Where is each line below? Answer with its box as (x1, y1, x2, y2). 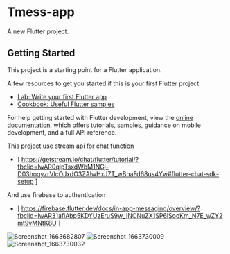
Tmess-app (7, 4, 75, 20)
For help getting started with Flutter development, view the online (7, 113, 194, 121)
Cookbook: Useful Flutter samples (17, 100, 115, 108)
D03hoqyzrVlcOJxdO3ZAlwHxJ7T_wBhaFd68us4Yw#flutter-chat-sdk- (17, 169, 220, 178)
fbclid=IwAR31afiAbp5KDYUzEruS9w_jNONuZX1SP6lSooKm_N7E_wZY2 (17, 211, 223, 219)
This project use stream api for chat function (7, 142, 134, 150)
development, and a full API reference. (7, 128, 117, 136)
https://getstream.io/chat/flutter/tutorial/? (21, 155, 139, 163)
